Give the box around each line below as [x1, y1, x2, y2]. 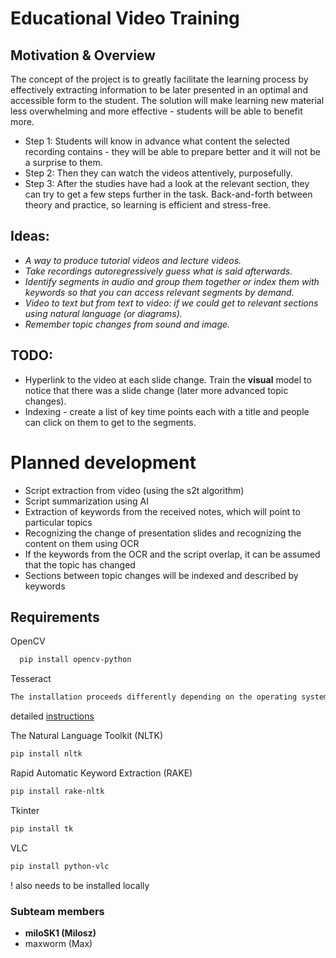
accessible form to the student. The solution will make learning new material [10, 95, 325, 106]
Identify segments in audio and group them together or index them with [24, 275, 320, 287]
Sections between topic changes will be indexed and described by [24, 569, 299, 581]
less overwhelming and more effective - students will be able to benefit [10, 105, 303, 117]
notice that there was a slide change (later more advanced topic [24, 384, 289, 396]
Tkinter [10, 804, 40, 816]
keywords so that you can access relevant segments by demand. [24, 286, 295, 298]
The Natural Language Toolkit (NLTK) [10, 730, 164, 742]
